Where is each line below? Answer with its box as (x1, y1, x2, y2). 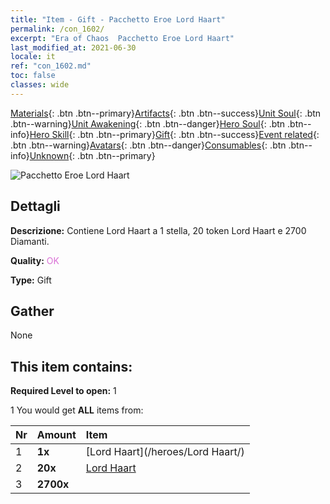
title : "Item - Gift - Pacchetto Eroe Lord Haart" (10, 14, 226, 25)
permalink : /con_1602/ (10, 24, 105, 34)
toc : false (10, 71, 56, 81)
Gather (10, 302, 55, 320)
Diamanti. (10, 235, 50, 247)
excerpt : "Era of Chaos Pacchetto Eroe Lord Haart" (10, 33, 235, 43)
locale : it (10, 52, 56, 62)
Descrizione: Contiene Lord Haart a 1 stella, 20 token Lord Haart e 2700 (10, 224, 307, 236)
